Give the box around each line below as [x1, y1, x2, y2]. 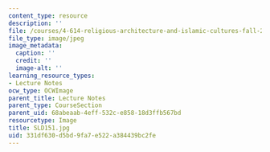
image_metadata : [8, 42, 63, 50]
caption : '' [15, 49, 56, 57]
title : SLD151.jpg [8, 124, 70, 132]
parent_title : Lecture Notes [8, 94, 106, 102]
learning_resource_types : [8, 72, 95, 80]
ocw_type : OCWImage [8, 86, 74, 95]
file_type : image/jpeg [8, 34, 84, 43]
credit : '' [15, 57, 52, 65]
